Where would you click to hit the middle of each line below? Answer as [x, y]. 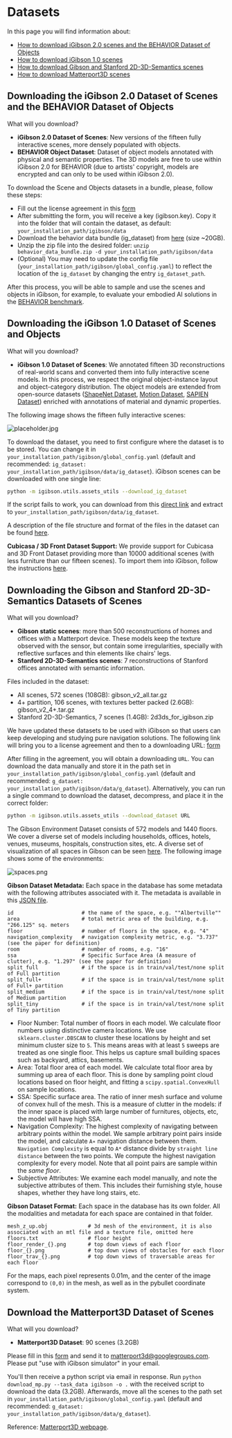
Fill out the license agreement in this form [77, 208]
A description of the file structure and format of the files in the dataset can [113, 526]
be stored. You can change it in [52, 449]
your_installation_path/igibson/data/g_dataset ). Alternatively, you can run [116, 788]
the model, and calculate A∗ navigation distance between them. [107, 1141]
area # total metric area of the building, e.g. [108, 919]
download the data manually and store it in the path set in [89, 766]
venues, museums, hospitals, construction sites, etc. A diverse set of [105, 844]
